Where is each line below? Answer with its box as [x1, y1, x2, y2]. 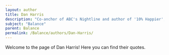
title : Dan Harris [5, 12, 44, 17]
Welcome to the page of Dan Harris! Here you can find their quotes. [5, 44, 146, 50]
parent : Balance [5, 26, 39, 31]
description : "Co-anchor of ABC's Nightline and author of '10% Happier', [5, 16, 166, 21]
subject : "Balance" [5, 21, 46, 26]
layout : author [5, 7, 37, 12]
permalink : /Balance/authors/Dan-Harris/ [5, 30, 94, 35]
